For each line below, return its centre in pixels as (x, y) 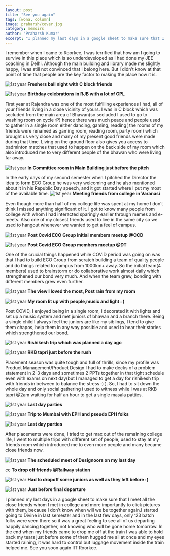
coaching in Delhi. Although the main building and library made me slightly (83, 63)
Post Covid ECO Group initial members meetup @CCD (86, 235)
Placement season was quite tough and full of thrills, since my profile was (82, 362)
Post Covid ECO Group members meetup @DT (77, 245)
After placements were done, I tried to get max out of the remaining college (84, 434)
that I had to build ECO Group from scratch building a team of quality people (85, 260)
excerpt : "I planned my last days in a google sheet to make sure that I (85, 39)
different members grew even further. (44, 281)
